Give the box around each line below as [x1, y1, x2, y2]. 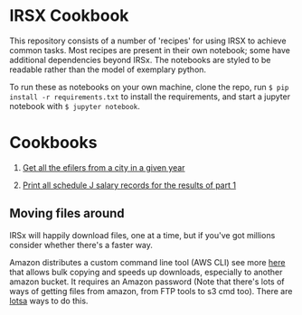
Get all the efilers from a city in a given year [22, 162, 185, 172]
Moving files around [9, 206, 125, 221]
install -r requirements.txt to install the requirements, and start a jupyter [9, 91, 291, 102]
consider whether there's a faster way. [9, 239, 154, 250]
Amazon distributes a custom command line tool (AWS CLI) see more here [9, 256, 286, 267]
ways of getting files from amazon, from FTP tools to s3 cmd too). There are [9, 285, 293, 296]
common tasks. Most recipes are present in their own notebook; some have [9, 44, 291, 55]
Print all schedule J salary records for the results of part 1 [22, 180, 237, 190]
